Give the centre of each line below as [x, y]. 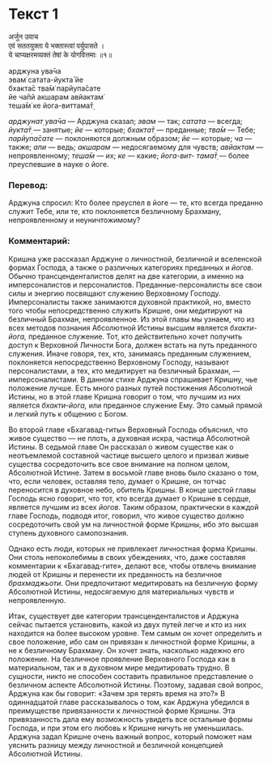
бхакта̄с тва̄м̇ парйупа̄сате [55, 88]
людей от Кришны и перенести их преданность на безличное [115, 574]
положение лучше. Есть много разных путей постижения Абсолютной [130, 388]
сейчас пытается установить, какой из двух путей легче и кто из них [127, 624]
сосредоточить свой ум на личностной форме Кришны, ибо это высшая [134, 524]
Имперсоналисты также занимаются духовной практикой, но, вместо [130, 301]
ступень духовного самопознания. [68, 532]
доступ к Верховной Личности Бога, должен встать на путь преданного [133, 344]
